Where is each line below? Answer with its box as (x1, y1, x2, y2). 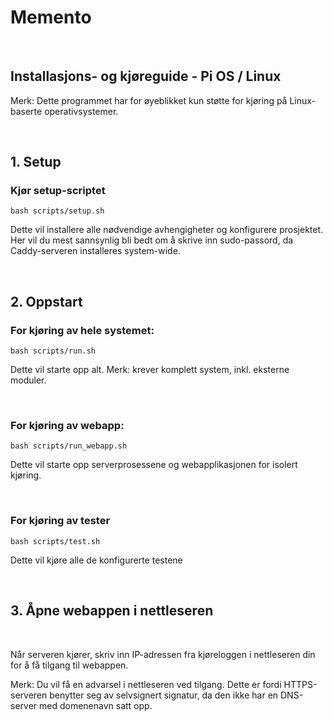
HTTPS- (283, 678, 318, 690)
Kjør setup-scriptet (10, 184, 106, 198)
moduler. (10, 374, 47, 386)
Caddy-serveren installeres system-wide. (10, 245, 181, 257)
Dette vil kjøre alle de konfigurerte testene (10, 554, 183, 566)
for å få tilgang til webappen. (10, 659, 129, 671)
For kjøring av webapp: (10, 419, 125, 433)
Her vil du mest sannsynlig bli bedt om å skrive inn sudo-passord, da (10, 234, 294, 246)
